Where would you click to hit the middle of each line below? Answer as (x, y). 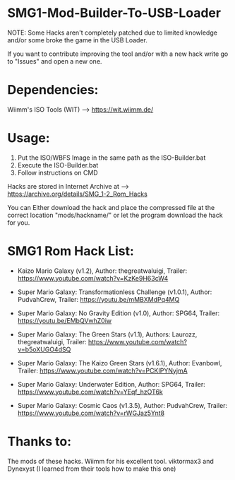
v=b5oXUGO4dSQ (44, 349)
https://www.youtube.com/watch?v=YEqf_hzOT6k (90, 392)
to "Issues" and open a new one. (55, 61)
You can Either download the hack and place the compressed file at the (111, 207)
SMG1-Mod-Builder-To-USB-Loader (114, 13)
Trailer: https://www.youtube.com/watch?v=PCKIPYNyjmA (103, 370)
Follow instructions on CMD (58, 172)
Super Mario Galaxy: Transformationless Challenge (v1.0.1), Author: (115, 292)
